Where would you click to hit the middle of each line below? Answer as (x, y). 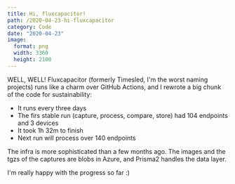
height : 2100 (33, 60)
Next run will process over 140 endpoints (76, 138)
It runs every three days (52, 108)
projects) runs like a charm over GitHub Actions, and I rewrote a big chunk (114, 87)
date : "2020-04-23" (36, 33)
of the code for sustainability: (50, 94)
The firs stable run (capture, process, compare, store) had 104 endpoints (122, 115)
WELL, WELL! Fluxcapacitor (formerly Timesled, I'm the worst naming (108, 79)
